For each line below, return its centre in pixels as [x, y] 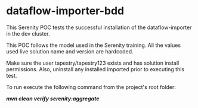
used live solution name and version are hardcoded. [70, 51]
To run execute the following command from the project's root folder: [91, 87]
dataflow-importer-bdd [65, 11]
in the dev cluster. [28, 33]
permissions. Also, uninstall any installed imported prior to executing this [95, 69]
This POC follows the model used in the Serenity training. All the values [93, 45]
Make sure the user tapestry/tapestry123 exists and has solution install [93, 63]
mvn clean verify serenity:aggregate [53, 99]
